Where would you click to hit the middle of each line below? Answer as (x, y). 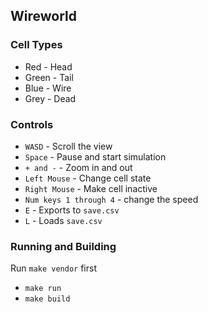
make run (43, 289)
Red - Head (48, 66)
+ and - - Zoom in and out (78, 167)
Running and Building (63, 246)
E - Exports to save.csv (72, 210)
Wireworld (43, 16)
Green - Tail (49, 77)
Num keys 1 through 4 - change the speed (111, 199)
